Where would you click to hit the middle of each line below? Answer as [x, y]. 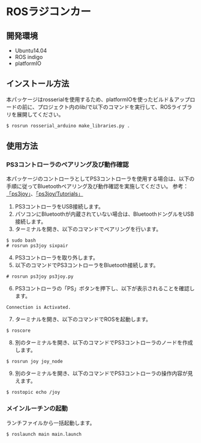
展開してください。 [40, 114]
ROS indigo [29, 57]
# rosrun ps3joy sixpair [37, 246]
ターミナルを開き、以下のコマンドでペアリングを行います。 [88, 229]
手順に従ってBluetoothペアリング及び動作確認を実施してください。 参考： [97, 186]
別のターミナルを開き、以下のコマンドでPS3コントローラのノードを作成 [104, 343]
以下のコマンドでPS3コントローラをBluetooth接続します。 [87, 265]
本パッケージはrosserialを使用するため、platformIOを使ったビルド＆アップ [98, 99]
